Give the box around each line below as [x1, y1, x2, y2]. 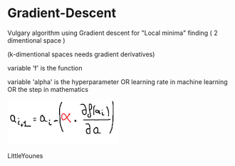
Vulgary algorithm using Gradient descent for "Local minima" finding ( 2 [7, 28, 219, 37]
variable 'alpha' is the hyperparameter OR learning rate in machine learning [7, 77, 228, 86]
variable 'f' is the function [7, 63, 83, 72]
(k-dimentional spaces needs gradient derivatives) [7, 50, 155, 58]
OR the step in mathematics [7, 85, 89, 93]
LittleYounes [7, 151, 43, 160]
